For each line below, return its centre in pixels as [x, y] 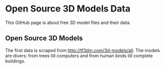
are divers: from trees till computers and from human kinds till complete [79, 55]
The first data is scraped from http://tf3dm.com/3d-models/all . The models [83, 50]
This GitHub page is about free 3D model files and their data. [68, 22]
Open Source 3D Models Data [68, 9]
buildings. [15, 61]
